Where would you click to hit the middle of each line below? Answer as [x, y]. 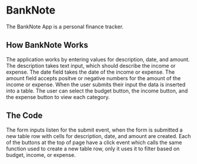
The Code [24, 116]
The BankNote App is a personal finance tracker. [65, 27]
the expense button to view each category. [58, 97]
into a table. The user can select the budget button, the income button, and [97, 91]
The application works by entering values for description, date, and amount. [98, 59]
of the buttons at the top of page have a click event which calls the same [94, 142]
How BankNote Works [47, 45]
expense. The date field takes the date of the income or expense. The [91, 72]
